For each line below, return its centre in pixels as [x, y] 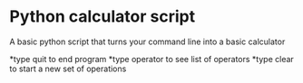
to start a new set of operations [68, 69]
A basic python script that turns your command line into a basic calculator [147, 41]
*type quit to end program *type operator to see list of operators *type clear [152, 59]
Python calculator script [103, 17]
